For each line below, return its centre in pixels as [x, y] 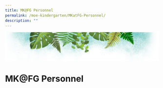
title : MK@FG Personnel [29, 10]
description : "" [21, 20]
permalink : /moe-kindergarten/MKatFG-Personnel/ [55, 15]
